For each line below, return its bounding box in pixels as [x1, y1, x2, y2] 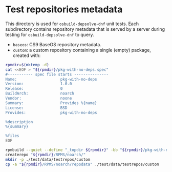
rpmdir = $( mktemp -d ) [5, 62, 50, 67]
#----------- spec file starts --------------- [5, 72, 109, 77]
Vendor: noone [5, 96, 72, 101]
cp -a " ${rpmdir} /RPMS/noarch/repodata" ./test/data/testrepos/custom [5, 162, 159, 167]
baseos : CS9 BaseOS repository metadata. [12, 41, 101, 47]
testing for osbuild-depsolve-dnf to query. [5, 31, 94, 37]
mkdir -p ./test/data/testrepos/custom [5, 157, 91, 162]
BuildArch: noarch [5, 91, 74, 96]
